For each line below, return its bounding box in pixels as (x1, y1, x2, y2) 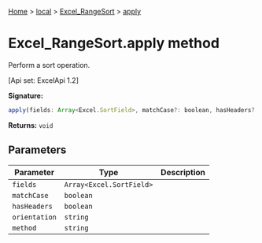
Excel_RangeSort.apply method (8, 35, 220, 52)
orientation (12, 212, 57, 222)
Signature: (8, 91, 43, 100)
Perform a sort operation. (8, 60, 90, 69)
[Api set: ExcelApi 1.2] (8, 75, 79, 85)
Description (161, 166, 206, 178)
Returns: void (8, 120, 54, 129)
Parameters (8, 144, 67, 157)
